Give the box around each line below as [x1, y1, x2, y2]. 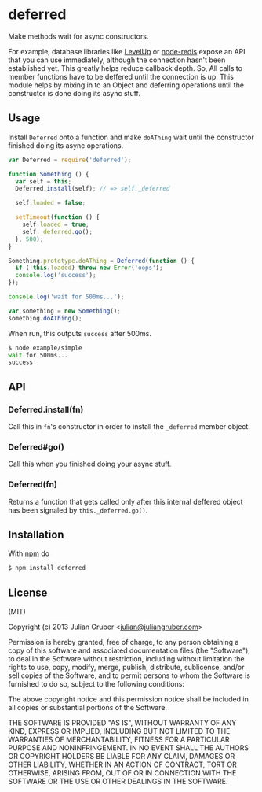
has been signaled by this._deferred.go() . [8, 505, 148, 515]
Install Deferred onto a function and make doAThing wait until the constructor [8, 132, 255, 142]
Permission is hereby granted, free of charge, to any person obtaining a [8, 638, 239, 647]
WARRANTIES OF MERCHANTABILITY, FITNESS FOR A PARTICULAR [8, 735, 230, 745]
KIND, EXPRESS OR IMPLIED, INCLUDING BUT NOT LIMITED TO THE [8, 727, 231, 736]
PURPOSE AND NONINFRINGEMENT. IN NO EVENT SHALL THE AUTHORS [8, 743, 249, 753]
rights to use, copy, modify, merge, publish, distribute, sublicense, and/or [8, 663, 245, 672]
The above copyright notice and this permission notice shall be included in [8, 694, 249, 704]
